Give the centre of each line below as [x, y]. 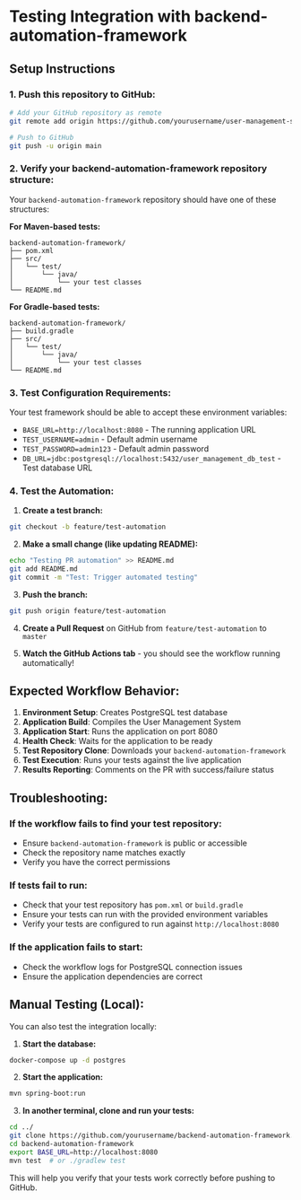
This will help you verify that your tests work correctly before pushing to [142, 1178]
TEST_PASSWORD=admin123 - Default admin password [115, 448]
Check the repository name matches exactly [104, 853]
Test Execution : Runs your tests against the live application [132, 760]
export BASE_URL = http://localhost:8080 [84, 1152]
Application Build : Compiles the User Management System [132, 722]
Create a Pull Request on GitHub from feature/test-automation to [144, 628]
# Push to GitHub [42, 137]
